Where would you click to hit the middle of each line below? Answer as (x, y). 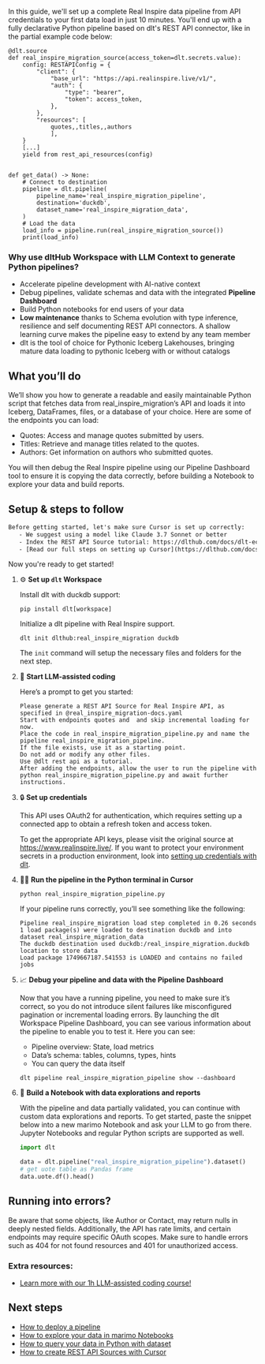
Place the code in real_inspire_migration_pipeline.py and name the (134, 734)
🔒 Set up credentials (53, 798)
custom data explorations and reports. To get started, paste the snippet (135, 1116)
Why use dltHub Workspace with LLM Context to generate (122, 257)
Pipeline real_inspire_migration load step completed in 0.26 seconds (138, 923)
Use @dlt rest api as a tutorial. (76, 762)
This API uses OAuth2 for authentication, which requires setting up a (131, 816)
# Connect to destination (65, 182)
